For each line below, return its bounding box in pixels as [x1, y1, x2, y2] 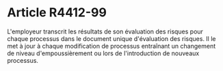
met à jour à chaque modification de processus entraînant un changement [7, 42, 216, 50]
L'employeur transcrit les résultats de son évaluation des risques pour [7, 27, 204, 35]
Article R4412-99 [7, 5, 107, 20]
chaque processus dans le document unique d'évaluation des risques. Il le [7, 34, 216, 42]
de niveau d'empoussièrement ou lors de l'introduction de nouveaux [7, 49, 200, 57]
